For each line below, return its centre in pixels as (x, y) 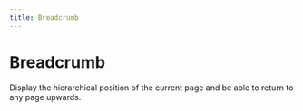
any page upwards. (45, 97)
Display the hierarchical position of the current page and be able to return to (151, 88)
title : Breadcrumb (44, 18)
